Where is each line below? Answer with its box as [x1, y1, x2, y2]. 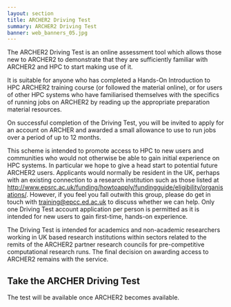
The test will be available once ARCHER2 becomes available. [7, 293, 180, 301]
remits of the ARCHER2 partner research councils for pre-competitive [7, 240, 205, 248]
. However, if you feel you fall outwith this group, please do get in [26, 191, 211, 199]
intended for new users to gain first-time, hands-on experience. [7, 213, 188, 221]
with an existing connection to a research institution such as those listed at [7, 176, 219, 184]
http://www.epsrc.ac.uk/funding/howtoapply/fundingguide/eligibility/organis [7, 183, 223, 191]
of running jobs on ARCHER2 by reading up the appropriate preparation [7, 98, 210, 107]
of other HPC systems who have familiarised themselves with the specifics [7, 91, 219, 99]
